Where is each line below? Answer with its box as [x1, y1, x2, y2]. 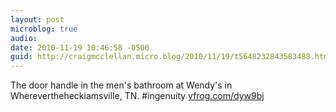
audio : [10, 33, 38, 43]
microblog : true [10, 24, 78, 34]
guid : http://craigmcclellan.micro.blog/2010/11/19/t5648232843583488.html [10, 52, 333, 62]
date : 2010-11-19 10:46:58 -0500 [10, 42, 150, 53]
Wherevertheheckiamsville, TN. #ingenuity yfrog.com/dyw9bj [10, 90, 265, 102]
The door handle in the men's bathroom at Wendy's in [10, 79, 233, 91]
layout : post [10, 14, 65, 25]
